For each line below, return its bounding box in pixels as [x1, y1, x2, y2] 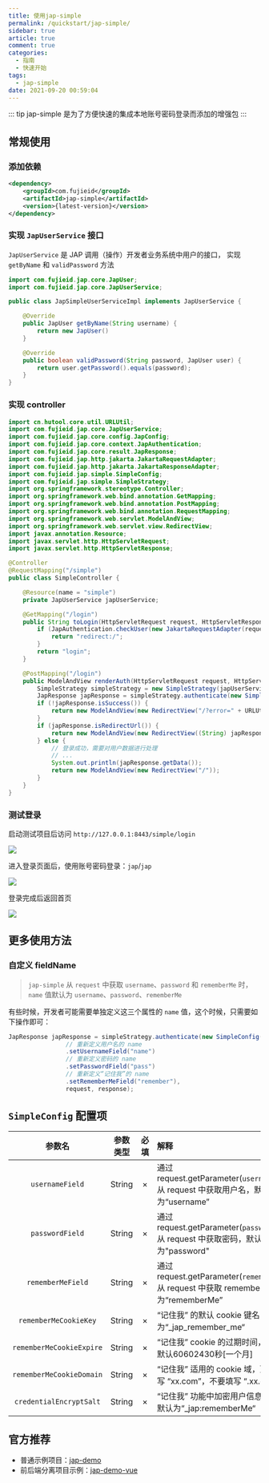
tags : [8, 71, 26, 79]
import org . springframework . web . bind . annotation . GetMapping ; [8, 492, 217, 501]
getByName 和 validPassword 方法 [8, 260, 114, 269]
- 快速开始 [15, 64, 47, 72]
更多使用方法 [8, 934, 72, 948]
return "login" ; [37, 648, 91, 656]
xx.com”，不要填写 [171, 1376, 242, 1387]
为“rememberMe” [156, 1295, 223, 1306]
